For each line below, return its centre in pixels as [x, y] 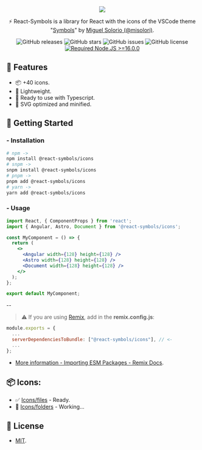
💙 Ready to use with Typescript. [55, 97]
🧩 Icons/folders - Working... [50, 407]
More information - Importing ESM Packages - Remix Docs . [89, 362]
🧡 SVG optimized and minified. [53, 104]
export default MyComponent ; [43, 294]
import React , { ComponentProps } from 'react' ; [69, 221]
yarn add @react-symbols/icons [46, 193]
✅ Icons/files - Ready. [43, 400]
